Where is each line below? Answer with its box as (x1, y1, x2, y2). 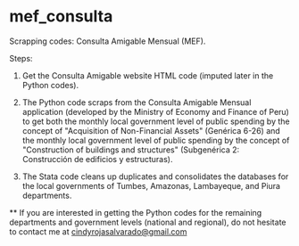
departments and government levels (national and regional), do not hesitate (9, 217, 287, 227)
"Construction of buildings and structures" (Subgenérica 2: (21, 144, 240, 155)
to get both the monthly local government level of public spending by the (21, 116, 290, 127)
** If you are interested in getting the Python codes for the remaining (9, 207, 262, 217)
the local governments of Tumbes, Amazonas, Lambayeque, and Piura (21, 180, 281, 191)
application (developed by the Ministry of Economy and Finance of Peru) (21, 106, 290, 117)
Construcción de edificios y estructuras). (21, 153, 173, 164)
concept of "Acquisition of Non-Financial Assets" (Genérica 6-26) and (21, 125, 281, 135)
